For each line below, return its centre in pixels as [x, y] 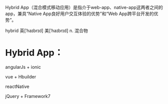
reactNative [17, 86]
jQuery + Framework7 [28, 96]
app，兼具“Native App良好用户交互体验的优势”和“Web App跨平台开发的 [79, 14]
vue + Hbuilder [21, 76]
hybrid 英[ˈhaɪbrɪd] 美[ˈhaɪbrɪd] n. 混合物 [47, 31]
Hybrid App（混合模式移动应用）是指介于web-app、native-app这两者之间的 [84, 7]
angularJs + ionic [23, 67]
